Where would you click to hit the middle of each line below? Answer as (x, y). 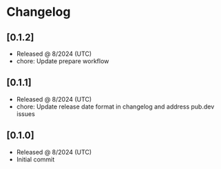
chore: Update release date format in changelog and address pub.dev (115, 106)
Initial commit (35, 159)
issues (25, 113)
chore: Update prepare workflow (63, 61)
